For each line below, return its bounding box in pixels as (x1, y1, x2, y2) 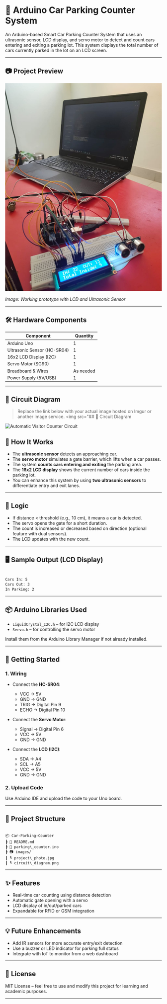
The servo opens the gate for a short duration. (12, 520, 107, 526)
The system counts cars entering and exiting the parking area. (12, 461, 143, 467)
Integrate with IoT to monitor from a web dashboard (12, 950, 118, 956)
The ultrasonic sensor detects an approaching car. (12, 451, 118, 457)
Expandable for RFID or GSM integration (12, 908, 94, 914)
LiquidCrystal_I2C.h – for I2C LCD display (12, 621, 99, 627)
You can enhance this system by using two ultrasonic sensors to (12, 477, 147, 483)
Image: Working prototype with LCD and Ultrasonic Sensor (5, 296, 126, 302)
